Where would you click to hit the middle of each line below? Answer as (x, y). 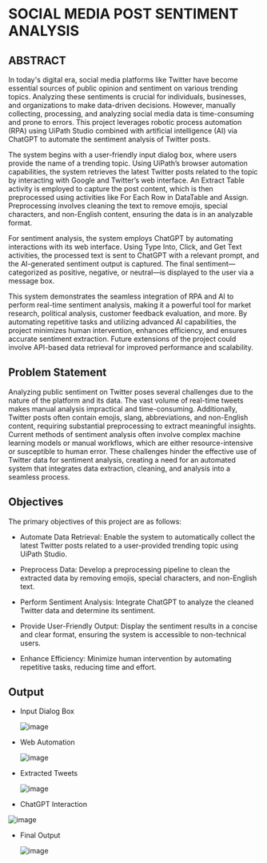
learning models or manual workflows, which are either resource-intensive (131, 443)
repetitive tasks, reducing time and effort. (88, 667)
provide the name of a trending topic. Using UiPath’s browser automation (128, 163)
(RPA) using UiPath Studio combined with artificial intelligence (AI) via (123, 130)
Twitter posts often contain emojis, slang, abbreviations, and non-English (128, 417)
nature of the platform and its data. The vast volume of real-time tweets (126, 400)
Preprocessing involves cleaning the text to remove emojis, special (118, 206)
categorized (28, 272)
